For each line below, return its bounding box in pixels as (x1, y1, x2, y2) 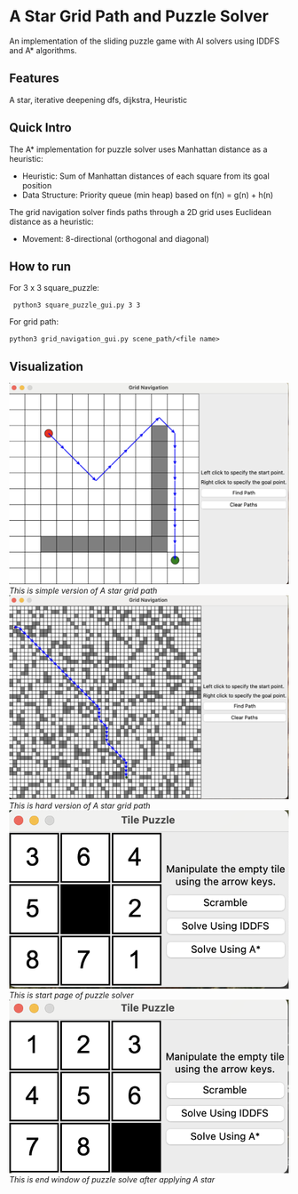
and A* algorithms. (9, 44, 77, 55)
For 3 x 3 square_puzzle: (9, 283, 100, 293)
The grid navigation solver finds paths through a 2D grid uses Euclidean (9, 206, 272, 217)
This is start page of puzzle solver (9, 990, 135, 1000)
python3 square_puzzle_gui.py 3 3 (12, 301, 141, 310)
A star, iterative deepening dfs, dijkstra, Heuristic (9, 94, 188, 105)
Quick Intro (9, 120, 73, 135)
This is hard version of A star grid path (9, 800, 151, 811)
